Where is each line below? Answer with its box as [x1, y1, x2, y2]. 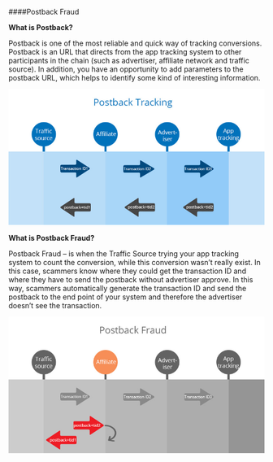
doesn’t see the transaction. [8, 301, 102, 311]
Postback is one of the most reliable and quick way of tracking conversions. [8, 38, 262, 48]
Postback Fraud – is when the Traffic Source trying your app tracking [8, 249, 240, 259]
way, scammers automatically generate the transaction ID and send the [8, 284, 247, 294]
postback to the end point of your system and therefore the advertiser [8, 292, 243, 302]
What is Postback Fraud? [8, 233, 95, 243]
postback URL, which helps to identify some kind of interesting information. [8, 73, 261, 82]
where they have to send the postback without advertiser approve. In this [8, 275, 253, 285]
